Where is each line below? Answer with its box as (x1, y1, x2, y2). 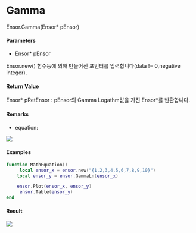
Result (6, 207, 23, 215)
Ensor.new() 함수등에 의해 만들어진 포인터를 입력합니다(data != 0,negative (6, 62, 181, 70)
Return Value (6, 83, 39, 90)
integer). (6, 69, 27, 76)
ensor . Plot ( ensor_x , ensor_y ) (17, 184, 92, 190)
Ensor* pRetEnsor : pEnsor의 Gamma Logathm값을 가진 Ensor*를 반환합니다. (6, 96, 191, 104)
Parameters (6, 37, 36, 44)
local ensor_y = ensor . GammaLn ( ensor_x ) (17, 173, 119, 179)
